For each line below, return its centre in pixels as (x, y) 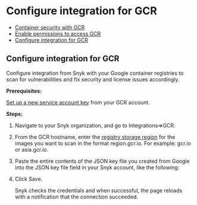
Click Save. (29, 179)
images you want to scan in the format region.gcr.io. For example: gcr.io (103, 143)
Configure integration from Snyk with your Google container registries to (95, 73)
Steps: (14, 113)
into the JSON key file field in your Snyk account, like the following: (97, 167)
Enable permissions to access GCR (58, 33)
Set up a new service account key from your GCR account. (78, 102)
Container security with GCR (50, 27)
